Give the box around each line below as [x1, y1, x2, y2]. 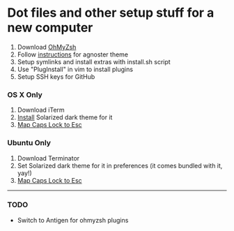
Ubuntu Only [7, 138, 51, 148]
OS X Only [7, 89, 43, 99]
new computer [7, 20, 93, 36]
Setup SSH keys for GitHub [17, 72, 95, 81]
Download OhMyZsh [17, 43, 77, 51]
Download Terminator [17, 154, 80, 162]
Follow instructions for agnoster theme [17, 50, 129, 59]
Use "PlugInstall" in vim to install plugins [17, 65, 134, 73]
